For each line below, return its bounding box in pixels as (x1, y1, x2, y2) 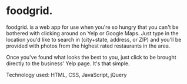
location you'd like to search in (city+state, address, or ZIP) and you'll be (6, 36, 182, 43)
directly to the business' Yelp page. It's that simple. (6, 60, 131, 67)
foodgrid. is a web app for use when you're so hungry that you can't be (6, 23, 179, 31)
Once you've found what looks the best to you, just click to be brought (6, 53, 176, 61)
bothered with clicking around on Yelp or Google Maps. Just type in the (6, 29, 179, 36)
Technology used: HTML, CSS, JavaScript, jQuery (6, 71, 127, 78)
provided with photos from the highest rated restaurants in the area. (6, 42, 171, 49)
